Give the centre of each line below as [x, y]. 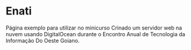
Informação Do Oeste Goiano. [43, 40]
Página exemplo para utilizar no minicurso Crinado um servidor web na [94, 28]
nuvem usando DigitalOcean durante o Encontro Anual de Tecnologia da [95, 34]
